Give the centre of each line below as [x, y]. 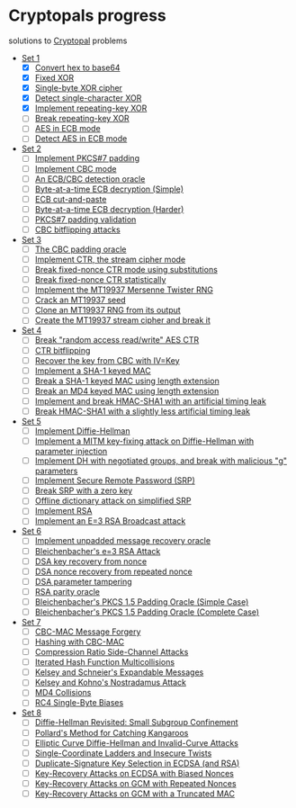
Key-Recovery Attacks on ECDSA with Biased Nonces [135, 773]
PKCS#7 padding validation [85, 219]
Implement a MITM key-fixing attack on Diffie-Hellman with [144, 441]
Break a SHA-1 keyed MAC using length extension [127, 381]
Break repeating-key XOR [82, 119]
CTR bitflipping [63, 350]
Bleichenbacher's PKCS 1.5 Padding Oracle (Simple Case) [142, 602]
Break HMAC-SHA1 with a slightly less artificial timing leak [143, 411]
